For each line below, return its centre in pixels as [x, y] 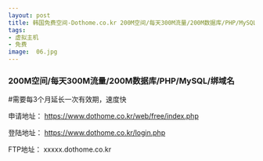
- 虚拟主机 [23, 37]
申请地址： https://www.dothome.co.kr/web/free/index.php [104, 116]
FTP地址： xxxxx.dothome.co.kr [60, 149]
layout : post [29, 15]
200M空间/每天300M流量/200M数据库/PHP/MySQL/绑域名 [121, 81]
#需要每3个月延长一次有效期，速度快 [67, 100]
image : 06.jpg [33, 52]
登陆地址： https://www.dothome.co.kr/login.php [87, 133]
